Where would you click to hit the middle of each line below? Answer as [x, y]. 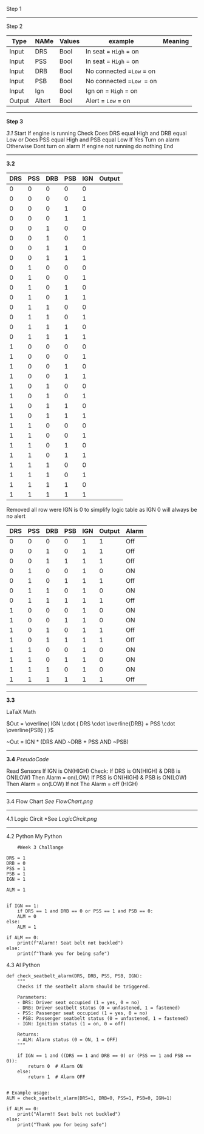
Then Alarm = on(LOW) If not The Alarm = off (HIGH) [72, 784]
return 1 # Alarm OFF [57, 1077]
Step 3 [15, 121]
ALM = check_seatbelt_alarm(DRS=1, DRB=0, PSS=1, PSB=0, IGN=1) [89, 1098]
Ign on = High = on [112, 91]
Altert [43, 101]
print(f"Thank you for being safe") [64, 954]
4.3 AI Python [23, 965]
